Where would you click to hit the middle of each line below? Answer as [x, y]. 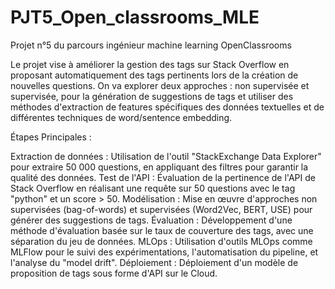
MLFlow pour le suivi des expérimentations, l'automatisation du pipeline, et [164, 252]
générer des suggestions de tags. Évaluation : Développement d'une [151, 220]
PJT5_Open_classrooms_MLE [135, 17]
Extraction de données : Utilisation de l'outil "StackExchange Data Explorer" [166, 156]
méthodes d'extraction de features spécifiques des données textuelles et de [167, 107]
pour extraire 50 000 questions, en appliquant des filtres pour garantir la [159, 167]
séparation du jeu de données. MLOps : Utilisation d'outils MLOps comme [161, 241]
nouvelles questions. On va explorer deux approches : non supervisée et [160, 85]
